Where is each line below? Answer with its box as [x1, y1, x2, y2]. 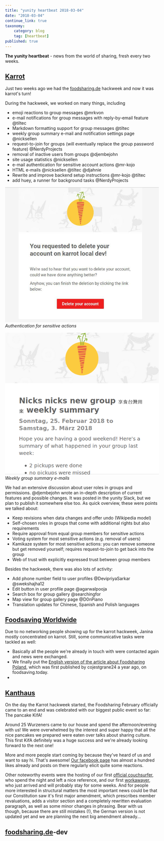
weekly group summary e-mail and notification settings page [12, 130, 135, 136]
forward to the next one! [5, 742, 54, 748]
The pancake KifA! [5, 712, 42, 718]
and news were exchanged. [12, 654, 68, 660]
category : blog [14, 28, 45, 34]
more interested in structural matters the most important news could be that [5, 788, 158, 793]
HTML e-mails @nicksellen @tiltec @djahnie [12, 167, 102, 173]
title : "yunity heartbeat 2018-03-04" [5, 8, 84, 13]
